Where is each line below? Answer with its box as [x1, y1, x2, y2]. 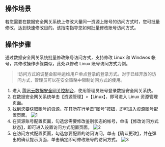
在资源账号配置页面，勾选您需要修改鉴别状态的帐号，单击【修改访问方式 [12, 118, 159, 124]
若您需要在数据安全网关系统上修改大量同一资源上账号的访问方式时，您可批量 [5, 19, 160, 24]
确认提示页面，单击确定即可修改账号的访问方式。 [21, 136, 120, 142]
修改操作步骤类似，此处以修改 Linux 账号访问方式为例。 [18, 60, 131, 66]
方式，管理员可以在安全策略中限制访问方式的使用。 [21, 77, 125, 83]
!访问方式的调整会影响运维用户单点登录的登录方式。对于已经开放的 [17, 71, 152, 77]
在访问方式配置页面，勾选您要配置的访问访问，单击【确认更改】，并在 [12, 130, 152, 136]
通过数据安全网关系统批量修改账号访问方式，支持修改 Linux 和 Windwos [5, 54, 151, 60]
